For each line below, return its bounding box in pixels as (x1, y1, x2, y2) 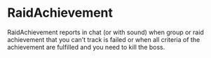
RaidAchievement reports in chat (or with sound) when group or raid (7, 28, 205, 36)
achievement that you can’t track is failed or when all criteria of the (7, 35, 200, 43)
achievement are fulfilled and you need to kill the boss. (7, 43, 165, 51)
